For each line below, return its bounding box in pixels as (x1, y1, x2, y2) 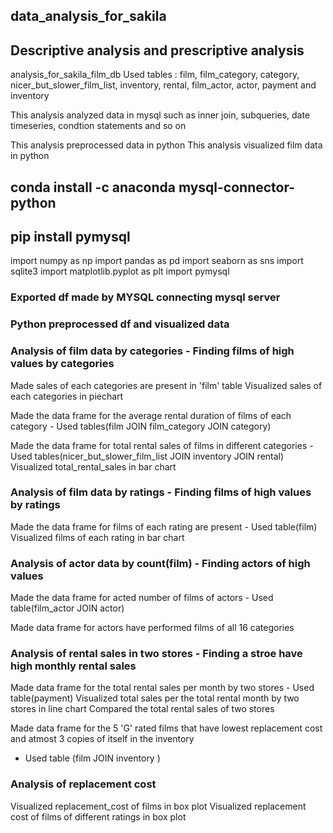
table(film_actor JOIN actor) (10, 602, 125, 614)
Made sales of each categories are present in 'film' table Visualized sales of (10, 379, 323, 391)
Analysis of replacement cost (10, 777, 157, 791)
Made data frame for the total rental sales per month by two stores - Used (10, 682, 315, 694)
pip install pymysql (10, 228, 131, 245)
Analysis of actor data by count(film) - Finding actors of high (10, 556, 311, 570)
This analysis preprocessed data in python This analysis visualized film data (10, 139, 323, 151)
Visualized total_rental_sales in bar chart (10, 460, 177, 473)
